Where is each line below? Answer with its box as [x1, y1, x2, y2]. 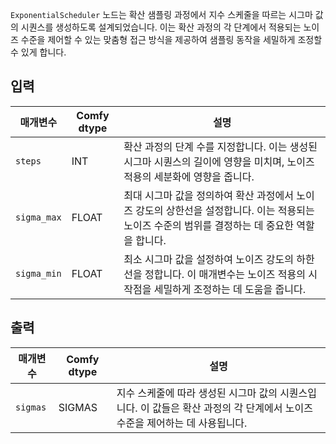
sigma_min [15, 268, 62, 279]
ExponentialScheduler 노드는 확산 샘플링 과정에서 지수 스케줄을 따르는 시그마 [10, 9, 313, 20]
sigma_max [15, 211, 62, 223]
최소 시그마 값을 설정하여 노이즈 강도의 [123, 252, 294, 266]
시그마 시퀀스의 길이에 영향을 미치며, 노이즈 [123, 154, 315, 168]
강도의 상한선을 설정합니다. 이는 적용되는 [135, 203, 315, 217]
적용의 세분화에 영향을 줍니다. [123, 169, 255, 183]
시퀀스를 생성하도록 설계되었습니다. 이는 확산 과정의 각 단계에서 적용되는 [20, 21, 302, 33]
